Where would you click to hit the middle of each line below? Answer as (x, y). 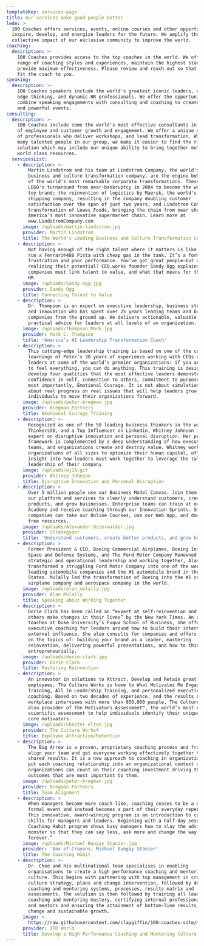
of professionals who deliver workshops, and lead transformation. (104, 137)
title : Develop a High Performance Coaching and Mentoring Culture (110, 934)
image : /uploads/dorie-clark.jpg (65, 657)
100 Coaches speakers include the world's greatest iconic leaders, (106, 91)
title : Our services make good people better (65, 18)
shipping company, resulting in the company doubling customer (110, 198)
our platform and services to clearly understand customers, (107, 499)
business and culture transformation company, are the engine (108, 176)
